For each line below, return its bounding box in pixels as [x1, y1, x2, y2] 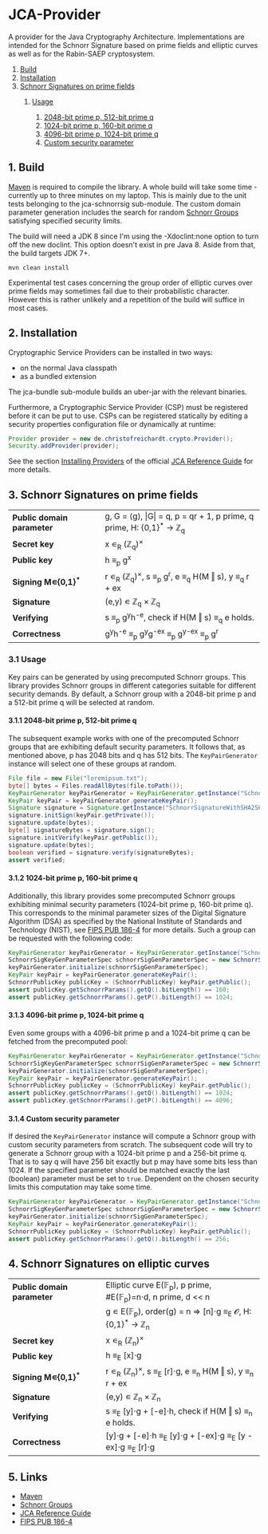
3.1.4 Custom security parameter [8, 1114, 120, 1123]
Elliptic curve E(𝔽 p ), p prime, [105, 1280, 212, 1292]
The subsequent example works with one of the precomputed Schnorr [8, 733, 239, 743]
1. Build [8, 161, 45, 175]
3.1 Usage [8, 654, 46, 665]
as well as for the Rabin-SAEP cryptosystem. [8, 49, 156, 58]
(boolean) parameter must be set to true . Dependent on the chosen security [8, 1174, 259, 1184]
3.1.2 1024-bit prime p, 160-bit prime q [8, 873, 138, 882]
